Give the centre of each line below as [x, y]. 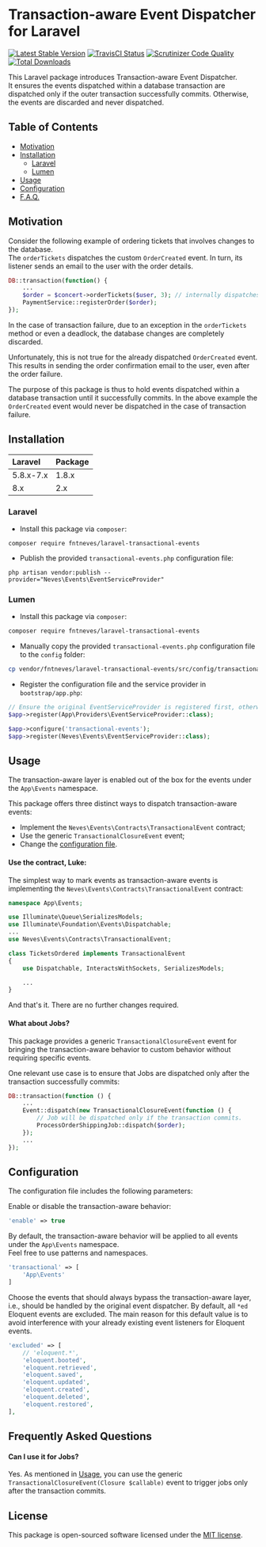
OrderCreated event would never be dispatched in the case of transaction [127, 406]
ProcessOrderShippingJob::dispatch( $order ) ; [111, 1126]
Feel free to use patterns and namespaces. [78, 1253]
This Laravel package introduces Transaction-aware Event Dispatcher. [123, 77]
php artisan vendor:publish [55, 573]
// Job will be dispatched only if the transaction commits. [140, 1118]
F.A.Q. [29, 196]
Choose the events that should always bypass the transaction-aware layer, [130, 1297]
